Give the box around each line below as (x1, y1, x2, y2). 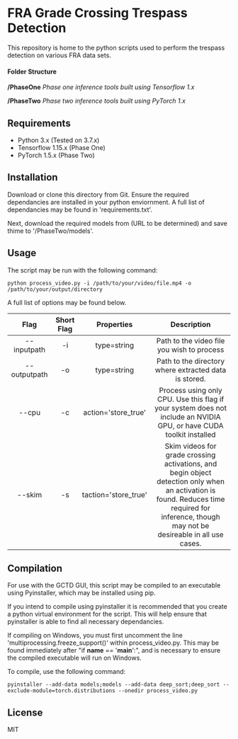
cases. (179, 538, 202, 548)
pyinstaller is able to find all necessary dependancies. (7, 617, 164, 626)
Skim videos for (164, 441, 217, 451)
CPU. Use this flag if (157, 394, 225, 404)
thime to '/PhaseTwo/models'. (7, 227, 94, 235)
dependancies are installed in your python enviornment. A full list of (7, 197, 205, 206)
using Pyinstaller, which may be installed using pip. (7, 589, 156, 597)
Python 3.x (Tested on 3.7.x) (17, 136, 100, 144)
